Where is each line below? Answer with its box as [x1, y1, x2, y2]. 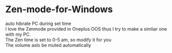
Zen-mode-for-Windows [5, 4, 113, 15]
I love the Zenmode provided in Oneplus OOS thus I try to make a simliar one [5, 25, 167, 32]
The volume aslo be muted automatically [5, 42, 91, 48]
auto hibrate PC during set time [5, 20, 71, 26]
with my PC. [5, 31, 31, 37]
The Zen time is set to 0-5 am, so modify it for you [5, 37, 111, 43]
